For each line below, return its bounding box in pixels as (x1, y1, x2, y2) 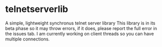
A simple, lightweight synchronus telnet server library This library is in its (5, 20, 155, 26)
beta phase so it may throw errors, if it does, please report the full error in (5, 25, 157, 31)
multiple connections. (5, 36, 50, 42)
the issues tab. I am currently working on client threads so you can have (5, 30, 154, 36)
